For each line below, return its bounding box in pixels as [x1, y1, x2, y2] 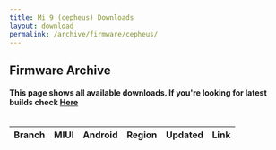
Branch [13, 129, 46, 141]
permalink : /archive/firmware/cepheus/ [9, 29, 159, 38]
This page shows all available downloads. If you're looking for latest [9, 87, 267, 98]
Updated [165, 129, 204, 141]
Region [126, 129, 158, 141]
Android [82, 129, 118, 141]
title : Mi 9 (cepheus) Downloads [9, 12, 134, 22]
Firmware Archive [9, 62, 111, 78]
